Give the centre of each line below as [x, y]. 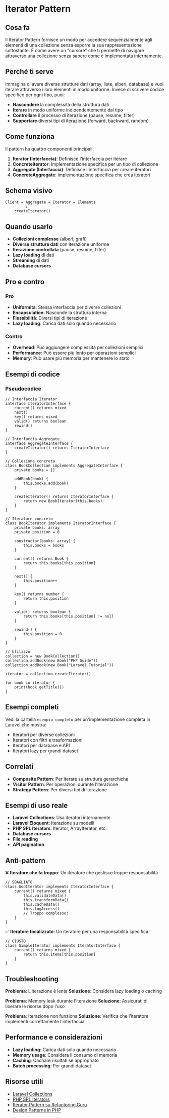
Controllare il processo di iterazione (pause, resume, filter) [74, 115]
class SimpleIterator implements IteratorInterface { [63, 946]
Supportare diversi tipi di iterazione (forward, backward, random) [80, 121]
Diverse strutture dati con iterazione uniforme [61, 244]
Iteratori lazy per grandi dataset [45, 751]
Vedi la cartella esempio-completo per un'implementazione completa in [78, 719]
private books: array [37, 527]
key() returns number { [39, 594]
